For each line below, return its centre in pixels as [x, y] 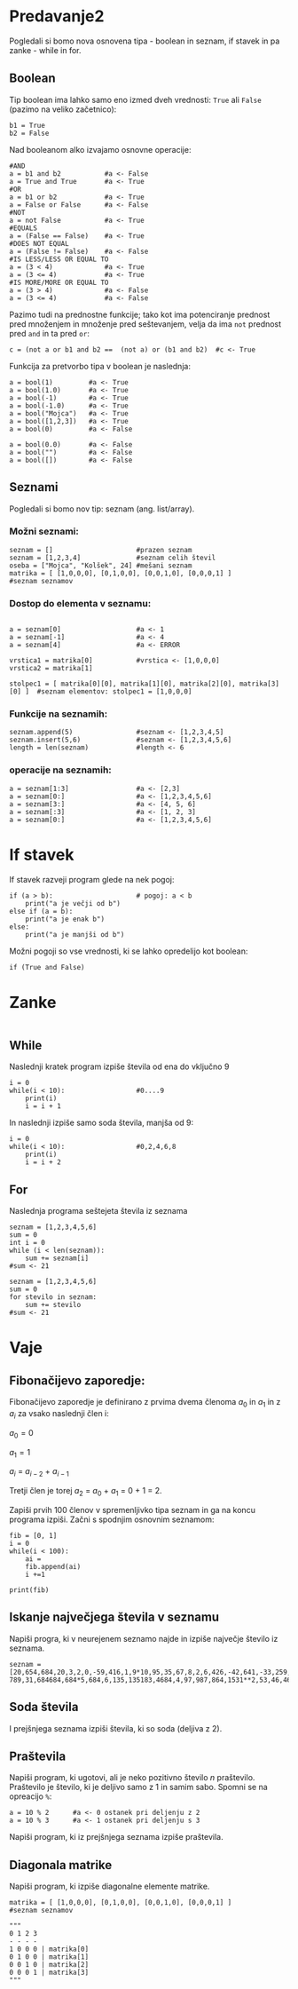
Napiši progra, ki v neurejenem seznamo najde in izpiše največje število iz [144, 1638]
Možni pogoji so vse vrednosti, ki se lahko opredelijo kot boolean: [129, 951]
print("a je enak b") [65, 919]
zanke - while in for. [45, 50]
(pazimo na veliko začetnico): [63, 109]
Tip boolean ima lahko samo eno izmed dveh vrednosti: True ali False [135, 99]
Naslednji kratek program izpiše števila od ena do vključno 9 [119, 1066]
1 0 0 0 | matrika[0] [49, 1949]
